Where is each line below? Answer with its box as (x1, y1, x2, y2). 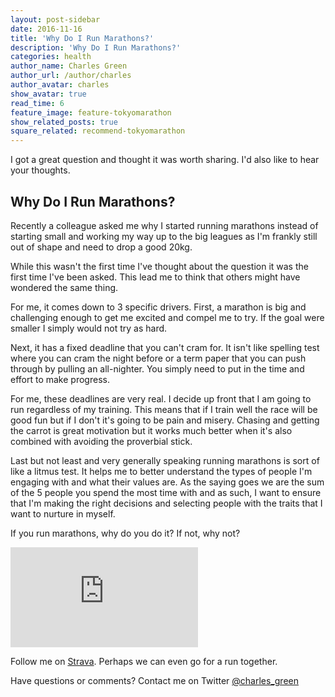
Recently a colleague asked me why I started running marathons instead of (10, 219, 319, 231)
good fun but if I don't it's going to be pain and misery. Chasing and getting (10, 414, 320, 426)
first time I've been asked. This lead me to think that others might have (10, 271, 301, 283)
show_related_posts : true (10, 117, 118, 127)
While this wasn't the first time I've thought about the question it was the (10, 260, 309, 272)
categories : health (10, 52, 92, 62)
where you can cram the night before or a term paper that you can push (10, 352, 307, 364)
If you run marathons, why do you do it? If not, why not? (10, 527, 241, 539)
